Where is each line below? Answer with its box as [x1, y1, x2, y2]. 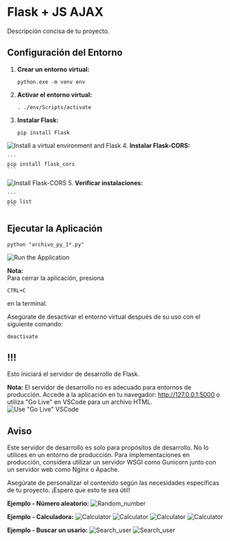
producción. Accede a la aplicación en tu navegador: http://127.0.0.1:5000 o [7, 390, 220, 399]
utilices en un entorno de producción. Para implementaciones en [7, 451, 190, 459]
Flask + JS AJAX [7, 4, 104, 20]
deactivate [7, 333, 38, 340]
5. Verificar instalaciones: [67, 178, 143, 187]
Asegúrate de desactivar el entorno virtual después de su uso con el [7, 312, 200, 321]
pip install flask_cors [7, 160, 76, 167]
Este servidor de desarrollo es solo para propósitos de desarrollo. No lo [7, 443, 209, 452]
